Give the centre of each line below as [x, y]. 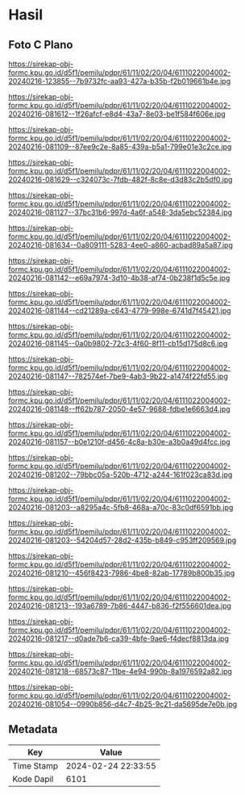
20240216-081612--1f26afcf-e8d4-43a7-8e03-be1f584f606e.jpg [117, 114]
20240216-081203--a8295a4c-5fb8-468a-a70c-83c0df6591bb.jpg [121, 507]
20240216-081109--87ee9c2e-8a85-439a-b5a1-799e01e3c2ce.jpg [120, 146]
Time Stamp [35, 766]
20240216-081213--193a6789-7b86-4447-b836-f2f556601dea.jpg [120, 606]
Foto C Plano [41, 45]
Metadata [33, 729]
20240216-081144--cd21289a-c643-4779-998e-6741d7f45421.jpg [120, 311]
